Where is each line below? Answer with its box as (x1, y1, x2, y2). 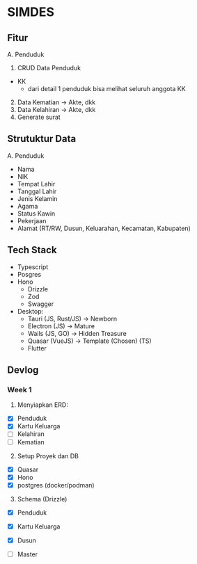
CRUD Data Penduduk (17, 64, 81, 72)
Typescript (17, 262, 49, 271)
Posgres (17, 270, 42, 278)
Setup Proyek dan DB (17, 451, 79, 460)
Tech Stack (7, 244, 57, 256)
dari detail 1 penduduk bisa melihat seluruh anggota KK (27, 85, 186, 92)
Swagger (27, 300, 54, 308)
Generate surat (17, 113, 61, 121)
